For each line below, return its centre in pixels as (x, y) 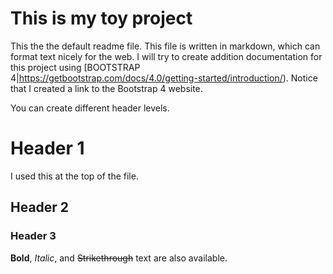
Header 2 (40, 207)
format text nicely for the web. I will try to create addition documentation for (166, 56)
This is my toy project (101, 18)
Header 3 (33, 236)
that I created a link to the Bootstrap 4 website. (106, 88)
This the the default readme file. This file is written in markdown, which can (165, 46)
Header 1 (47, 148)
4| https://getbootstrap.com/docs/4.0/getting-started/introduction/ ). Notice (164, 78)
